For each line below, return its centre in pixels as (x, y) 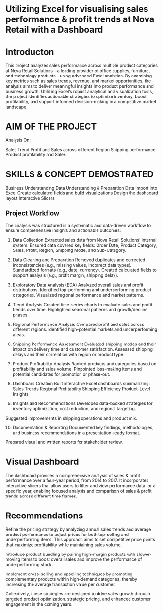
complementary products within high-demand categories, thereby (72, 579)
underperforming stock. (29, 564)
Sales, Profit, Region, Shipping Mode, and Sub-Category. (69, 250)
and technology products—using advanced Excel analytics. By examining (79, 76)
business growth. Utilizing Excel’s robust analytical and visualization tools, (79, 92)
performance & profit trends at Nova (80, 19)
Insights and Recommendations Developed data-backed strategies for (82, 403)
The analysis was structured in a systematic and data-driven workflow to (78, 225)
